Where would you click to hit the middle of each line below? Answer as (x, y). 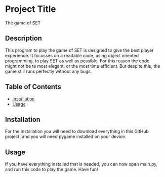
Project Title (31, 9)
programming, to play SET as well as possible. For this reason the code (77, 61)
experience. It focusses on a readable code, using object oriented (72, 55)
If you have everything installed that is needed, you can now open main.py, (81, 164)
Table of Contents (33, 87)
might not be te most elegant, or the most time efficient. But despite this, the (83, 66)
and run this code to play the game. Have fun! (52, 170)
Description (23, 38)
